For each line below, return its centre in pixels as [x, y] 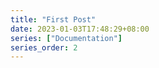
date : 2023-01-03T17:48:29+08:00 [80, 29]
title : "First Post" [53, 19]
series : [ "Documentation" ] [66, 38]
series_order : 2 [44, 47]
